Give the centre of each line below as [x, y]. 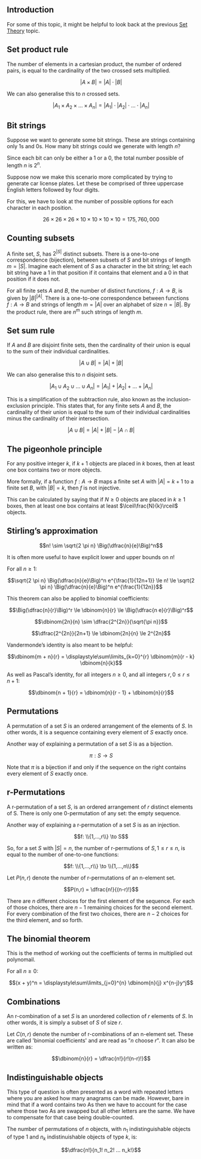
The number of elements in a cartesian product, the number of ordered [94, 64]
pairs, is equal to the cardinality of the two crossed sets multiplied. [89, 70]
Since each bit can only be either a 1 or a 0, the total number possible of [95, 158]
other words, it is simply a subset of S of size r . [65, 1023]
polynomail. [21, 960]
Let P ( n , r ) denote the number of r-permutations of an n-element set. [91, 878]
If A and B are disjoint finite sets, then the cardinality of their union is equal [99, 345]
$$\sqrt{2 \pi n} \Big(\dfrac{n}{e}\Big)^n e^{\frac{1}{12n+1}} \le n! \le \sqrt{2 [101, 580]
